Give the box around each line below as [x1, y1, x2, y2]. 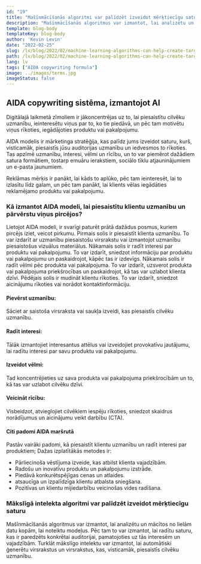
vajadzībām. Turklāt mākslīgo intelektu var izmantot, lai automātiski [6, 539, 172, 547]
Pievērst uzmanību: [6, 294, 56, 301]
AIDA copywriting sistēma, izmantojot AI [6, 97, 160, 108]
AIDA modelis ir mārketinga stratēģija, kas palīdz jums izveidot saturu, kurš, [6, 138, 193, 145]
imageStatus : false [6, 75, 55, 81]
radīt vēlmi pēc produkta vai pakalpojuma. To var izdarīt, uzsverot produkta [6, 261, 192, 269]
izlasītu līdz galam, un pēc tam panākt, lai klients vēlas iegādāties [6, 181, 167, 188]
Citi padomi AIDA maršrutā [6, 428, 74, 435]
